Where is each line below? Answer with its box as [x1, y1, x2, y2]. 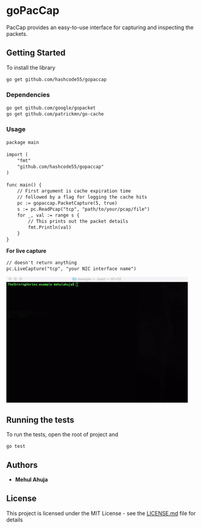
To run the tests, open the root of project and [6, 431, 119, 438]
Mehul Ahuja [15, 476, 48, 483]
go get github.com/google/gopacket [6, 105, 96, 111]
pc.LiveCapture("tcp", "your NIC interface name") [6, 266, 137, 272]
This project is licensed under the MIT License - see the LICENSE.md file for [6, 509, 196, 516]
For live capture [6, 247, 47, 255]
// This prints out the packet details [28, 218, 129, 225]
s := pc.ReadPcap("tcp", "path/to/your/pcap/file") [17, 206, 150, 212]
